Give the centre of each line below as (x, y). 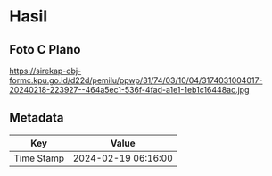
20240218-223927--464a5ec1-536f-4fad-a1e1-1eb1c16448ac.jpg (129, 90)
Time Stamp (39, 158)
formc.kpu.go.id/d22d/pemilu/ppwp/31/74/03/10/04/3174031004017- (136, 80)
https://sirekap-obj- (45, 71)
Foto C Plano (45, 50)
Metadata (37, 118)
